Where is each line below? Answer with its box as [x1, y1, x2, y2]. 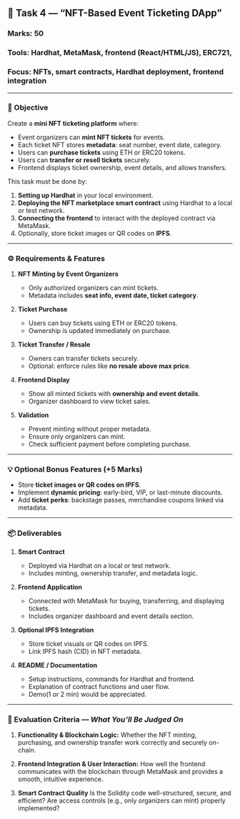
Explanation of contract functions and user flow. [28, 682, 170, 690]
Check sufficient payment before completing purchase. [28, 440, 191, 449]
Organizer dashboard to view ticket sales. [28, 397, 151, 406]
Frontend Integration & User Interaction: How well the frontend [17, 760, 206, 768]
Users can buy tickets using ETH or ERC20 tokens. [28, 319, 178, 327]
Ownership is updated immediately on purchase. [28, 327, 171, 335]
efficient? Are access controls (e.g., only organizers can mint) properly [17, 796, 226, 805]
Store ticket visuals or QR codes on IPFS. [28, 639, 149, 647]
